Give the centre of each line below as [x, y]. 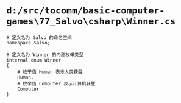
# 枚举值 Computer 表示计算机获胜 [56, 83]
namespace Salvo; [28, 43]
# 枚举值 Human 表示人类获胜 [50, 72]
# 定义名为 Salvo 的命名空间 [39, 37]
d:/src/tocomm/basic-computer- [86, 11]
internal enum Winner [34, 60]
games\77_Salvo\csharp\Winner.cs [91, 22]
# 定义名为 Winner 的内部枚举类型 [45, 55]
